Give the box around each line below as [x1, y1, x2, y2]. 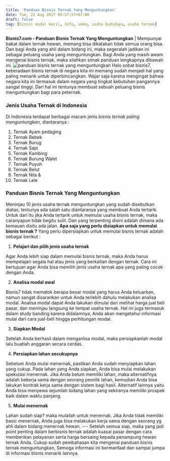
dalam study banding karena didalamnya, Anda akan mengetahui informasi [6, 310, 161, 317]
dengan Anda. [6, 269, 35, 275]
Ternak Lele [13, 177, 38, 183]
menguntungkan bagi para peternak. [6, 89, 82, 95]
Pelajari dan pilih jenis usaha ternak [13, 243, 89, 249]
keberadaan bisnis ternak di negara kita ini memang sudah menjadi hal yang [6, 68, 163, 74]
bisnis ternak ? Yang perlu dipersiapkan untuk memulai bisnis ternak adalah [6, 228, 163, 234]
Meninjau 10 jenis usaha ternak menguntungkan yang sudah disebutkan [6, 201, 155, 207]
